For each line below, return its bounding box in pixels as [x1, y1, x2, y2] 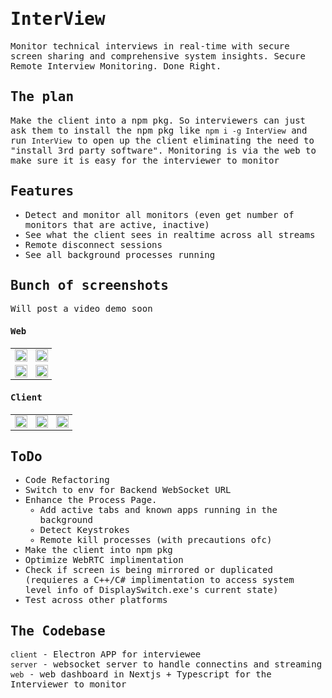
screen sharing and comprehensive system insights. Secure [10, 50, 307, 62]
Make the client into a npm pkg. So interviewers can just [10, 114, 307, 126]
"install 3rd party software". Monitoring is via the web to [10, 144, 317, 156]
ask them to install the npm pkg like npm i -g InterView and [10, 124, 308, 136]
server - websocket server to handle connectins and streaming [10, 659, 323, 670]
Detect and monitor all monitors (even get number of [24, 209, 295, 220]
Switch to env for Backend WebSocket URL [24, 484, 232, 496]
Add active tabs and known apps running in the [39, 504, 278, 516]
